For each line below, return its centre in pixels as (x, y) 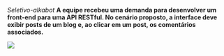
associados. (25, 32)
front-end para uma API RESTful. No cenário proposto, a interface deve (112, 17)
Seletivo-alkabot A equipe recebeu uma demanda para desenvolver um (112, 10)
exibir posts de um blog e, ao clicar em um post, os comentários (102, 25)
